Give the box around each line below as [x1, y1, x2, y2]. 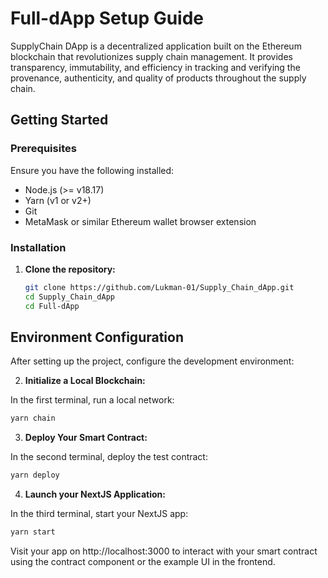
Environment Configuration [10, 328, 184, 346]
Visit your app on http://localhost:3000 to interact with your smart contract [10, 545, 318, 557]
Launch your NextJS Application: [24, 488, 166, 501]
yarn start [10, 527, 56, 537]
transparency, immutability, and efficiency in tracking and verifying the [10, 61, 301, 73]
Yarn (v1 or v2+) [24, 194, 92, 206]
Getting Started [10, 112, 109, 129]
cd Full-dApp [24, 301, 80, 311]
